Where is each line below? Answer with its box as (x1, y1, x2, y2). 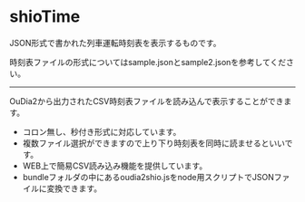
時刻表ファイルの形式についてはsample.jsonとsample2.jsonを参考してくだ (9, 56, 287, 67)
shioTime (9, 6, 81, 27)
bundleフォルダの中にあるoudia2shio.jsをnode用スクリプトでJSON (22, 171, 274, 182)
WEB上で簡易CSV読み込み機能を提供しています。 (22, 160, 208, 171)
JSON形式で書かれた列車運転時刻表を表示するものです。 (9, 37, 221, 48)
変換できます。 (46, 183, 103, 194)
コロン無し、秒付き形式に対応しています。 (22, 126, 182, 137)
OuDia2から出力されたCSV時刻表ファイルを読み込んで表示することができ (9, 95, 284, 106)
